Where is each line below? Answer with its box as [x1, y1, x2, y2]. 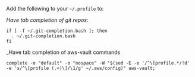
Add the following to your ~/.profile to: [6, 5, 104, 12]
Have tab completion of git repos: [6, 17, 89, 23]
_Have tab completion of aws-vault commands [6, 49, 121, 56]
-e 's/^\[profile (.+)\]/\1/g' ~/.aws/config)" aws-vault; [6, 65, 156, 71]
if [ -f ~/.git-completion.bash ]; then [6, 28, 108, 34]
